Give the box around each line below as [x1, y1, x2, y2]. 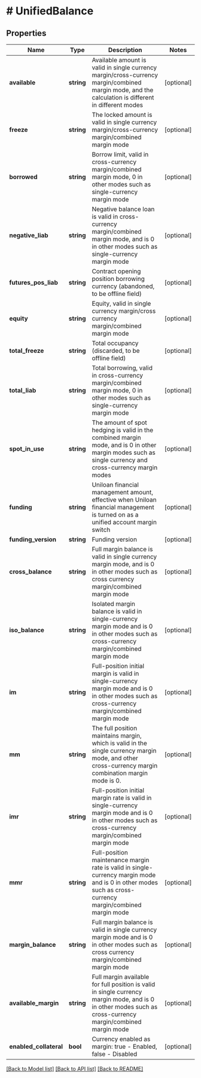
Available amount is [92, 56, 147, 64]
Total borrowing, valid [92, 364, 153, 372]
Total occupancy [92, 339, 139, 347]
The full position [92, 724, 138, 732]
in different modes [92, 101, 144, 109]
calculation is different [92, 93, 154, 101]
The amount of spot [92, 418, 148, 427]
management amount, [92, 488, 154, 496]
